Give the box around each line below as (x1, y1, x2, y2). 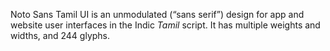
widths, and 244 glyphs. (10, 30, 111, 41)
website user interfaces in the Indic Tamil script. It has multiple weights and (10, 19, 321, 31)
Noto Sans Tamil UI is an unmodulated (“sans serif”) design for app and (10, 9, 305, 20)
